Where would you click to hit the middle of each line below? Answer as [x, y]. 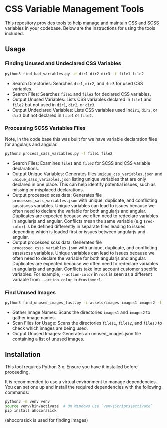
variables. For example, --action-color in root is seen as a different [82, 274]
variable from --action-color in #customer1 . [57, 279]
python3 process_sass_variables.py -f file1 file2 [59, 153]
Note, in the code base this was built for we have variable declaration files [81, 139]
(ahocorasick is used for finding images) [47, 420]
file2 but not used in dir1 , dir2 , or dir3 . [54, 105]
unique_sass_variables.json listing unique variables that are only [79, 179]
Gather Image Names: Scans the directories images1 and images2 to [81, 312]
